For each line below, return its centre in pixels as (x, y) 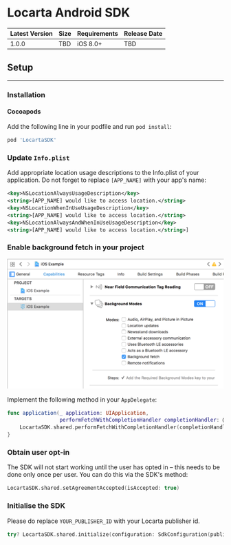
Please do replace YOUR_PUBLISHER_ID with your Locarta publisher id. (104, 521)
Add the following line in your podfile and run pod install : (89, 127)
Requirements (97, 34)
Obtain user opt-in (38, 452)
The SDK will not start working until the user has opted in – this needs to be (113, 467)
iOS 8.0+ (89, 43)
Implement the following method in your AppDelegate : (82, 399)
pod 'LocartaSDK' (32, 140)
